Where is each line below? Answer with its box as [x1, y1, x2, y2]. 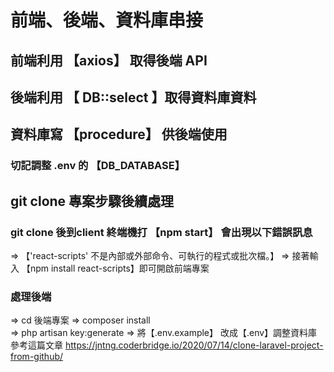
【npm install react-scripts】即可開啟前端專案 [21, 262, 210, 274]
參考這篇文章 [10, 339, 63, 351]
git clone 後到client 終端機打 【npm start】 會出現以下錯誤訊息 [10, 225, 313, 239]
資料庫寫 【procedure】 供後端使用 [10, 126, 228, 143]
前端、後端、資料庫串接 [10, 9, 204, 32]
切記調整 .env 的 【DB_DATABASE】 [10, 159, 186, 173]
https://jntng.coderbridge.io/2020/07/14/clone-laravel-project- [64, 339, 324, 351]
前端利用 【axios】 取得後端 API [10, 52, 208, 69]
